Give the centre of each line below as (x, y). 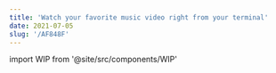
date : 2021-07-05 (41, 26)
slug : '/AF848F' (39, 34)
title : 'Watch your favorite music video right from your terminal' (139, 17)
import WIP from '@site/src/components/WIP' (93, 60)
